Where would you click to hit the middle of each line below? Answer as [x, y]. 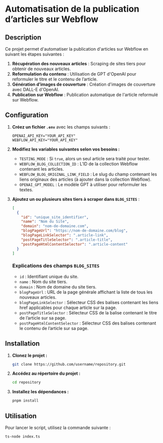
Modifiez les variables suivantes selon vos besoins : [66, 149]
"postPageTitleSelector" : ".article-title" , [67, 240]
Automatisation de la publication [72, 9]
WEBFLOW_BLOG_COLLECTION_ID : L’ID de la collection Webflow [79, 164]
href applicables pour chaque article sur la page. [68, 308]
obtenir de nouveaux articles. [41, 69]
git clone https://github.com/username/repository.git [69, 364]
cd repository [26, 383]
